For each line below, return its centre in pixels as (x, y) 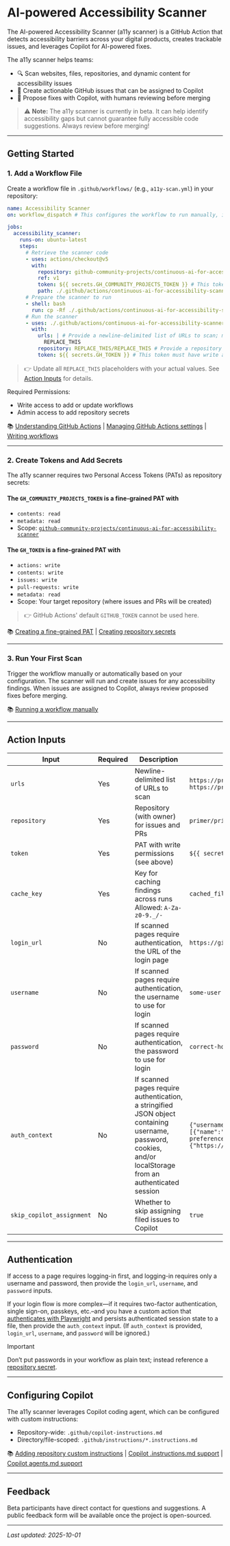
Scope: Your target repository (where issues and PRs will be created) (114, 601)
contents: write (40, 573)
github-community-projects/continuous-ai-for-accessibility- (128, 529)
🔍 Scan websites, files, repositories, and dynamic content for (104, 73)
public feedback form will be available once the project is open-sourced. (110, 1515)
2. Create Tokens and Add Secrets (65, 460)
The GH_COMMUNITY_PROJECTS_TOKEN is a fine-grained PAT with (93, 498)
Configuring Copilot (50, 1395)
